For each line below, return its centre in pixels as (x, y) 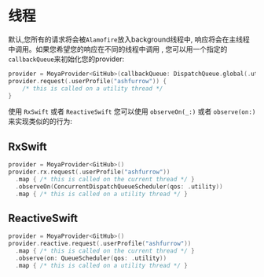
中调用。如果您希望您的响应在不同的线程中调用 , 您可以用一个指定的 (118, 49)
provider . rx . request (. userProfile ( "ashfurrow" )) (89, 172)
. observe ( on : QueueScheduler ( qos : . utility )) (91, 259)
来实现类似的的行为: (40, 122)
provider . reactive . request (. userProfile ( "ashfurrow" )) (100, 244)
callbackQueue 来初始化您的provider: (66, 59)
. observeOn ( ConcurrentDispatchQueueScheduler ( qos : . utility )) (119, 186)
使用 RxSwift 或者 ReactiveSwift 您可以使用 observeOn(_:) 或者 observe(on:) (132, 111)
